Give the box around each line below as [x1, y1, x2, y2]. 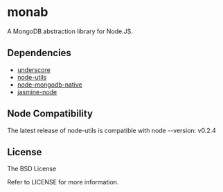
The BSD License [7, 164, 57, 173]
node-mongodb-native [17, 80, 82, 89]
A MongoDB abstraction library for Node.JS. [7, 27, 134, 35]
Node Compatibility [7, 108, 93, 120]
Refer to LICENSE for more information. [7, 178, 119, 186]
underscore [17, 65, 51, 73]
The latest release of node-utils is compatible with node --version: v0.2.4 [7, 126, 217, 134]
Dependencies [7, 47, 71, 59]
